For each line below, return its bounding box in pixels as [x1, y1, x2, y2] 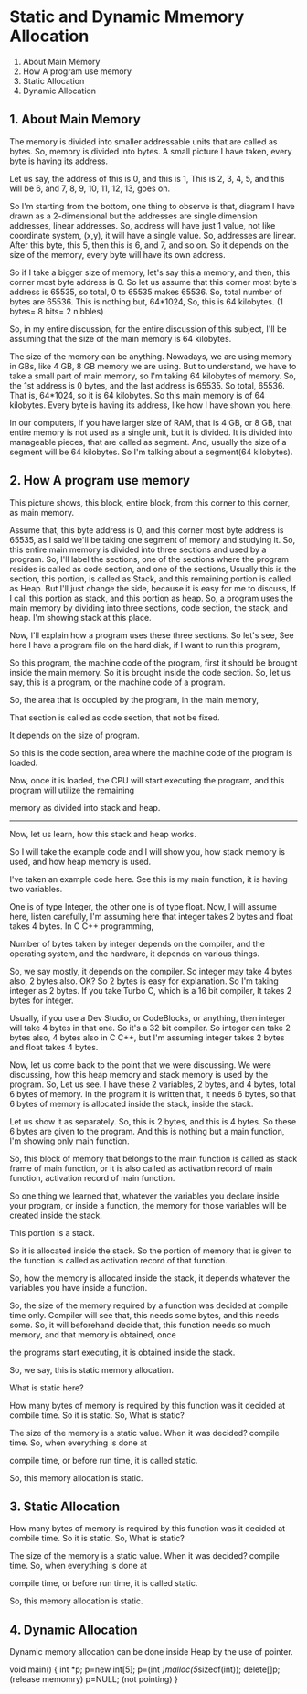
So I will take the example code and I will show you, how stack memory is [9, 846, 286, 857]
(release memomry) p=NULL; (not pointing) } [9, 1674, 178, 1685]
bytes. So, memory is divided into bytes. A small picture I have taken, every [9, 145, 292, 156]
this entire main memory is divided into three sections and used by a [9, 544, 267, 555]
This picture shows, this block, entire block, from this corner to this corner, [9, 496, 291, 508]
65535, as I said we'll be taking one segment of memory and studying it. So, [9, 534, 295, 545]
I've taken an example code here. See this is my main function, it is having [9, 873, 288, 884]
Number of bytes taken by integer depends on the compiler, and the [9, 938, 265, 949]
